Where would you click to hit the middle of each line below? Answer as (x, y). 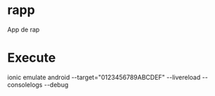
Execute (32, 58)
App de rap (24, 29)
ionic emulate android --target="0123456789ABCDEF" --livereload (104, 77)
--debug (56, 84)
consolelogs (25, 84)
